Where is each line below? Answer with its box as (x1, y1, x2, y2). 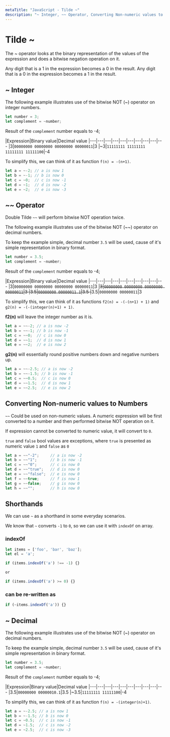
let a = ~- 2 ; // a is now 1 (5, 168, 64, 173)
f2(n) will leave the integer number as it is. (5, 314, 93, 320)
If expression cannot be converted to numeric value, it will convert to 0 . (5, 428, 152, 434)
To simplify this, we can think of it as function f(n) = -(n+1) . (5, 159, 131, 164)
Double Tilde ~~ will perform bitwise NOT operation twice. (5, 214, 125, 220)
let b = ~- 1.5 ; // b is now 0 (5, 713, 69, 718)
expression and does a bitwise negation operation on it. (5, 56, 120, 62)
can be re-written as (5, 591, 56, 598)
